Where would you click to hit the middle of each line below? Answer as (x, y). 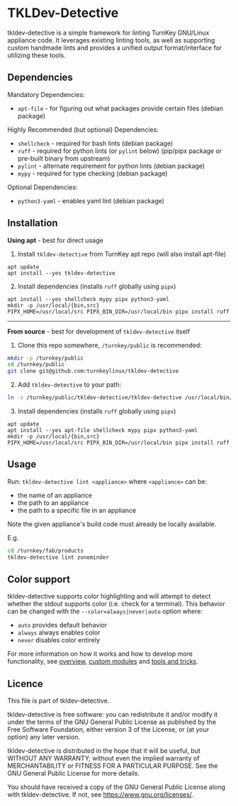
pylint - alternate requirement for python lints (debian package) (111, 166)
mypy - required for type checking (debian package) (92, 173)
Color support (39, 580)
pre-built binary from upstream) (64, 158)
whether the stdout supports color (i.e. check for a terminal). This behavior (116, 604)
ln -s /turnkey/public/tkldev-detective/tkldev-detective (95, 398)
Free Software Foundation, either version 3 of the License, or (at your (108, 730)
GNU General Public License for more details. (74, 773)
